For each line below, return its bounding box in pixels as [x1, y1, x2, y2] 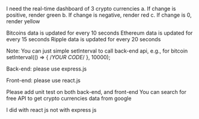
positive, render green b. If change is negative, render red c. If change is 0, [6, 11, 192, 19]
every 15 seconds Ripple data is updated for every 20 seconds [6, 36, 161, 42]
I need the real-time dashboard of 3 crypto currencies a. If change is [6, 5, 176, 12]
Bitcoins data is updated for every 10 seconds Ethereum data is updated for [6, 29, 193, 36]
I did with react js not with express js [6, 106, 97, 113]
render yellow [6, 18, 40, 25]
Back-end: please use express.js [6, 65, 87, 72]
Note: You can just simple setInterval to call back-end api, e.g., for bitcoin [6, 47, 188, 54]
